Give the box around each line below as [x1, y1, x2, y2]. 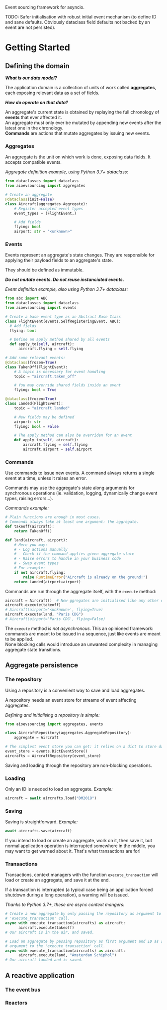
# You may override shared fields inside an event [14, 383, 121, 388]
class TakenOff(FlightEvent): [5, 365, 68, 370]
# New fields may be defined [14, 414, 75, 420]
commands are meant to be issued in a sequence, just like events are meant [5, 631, 161, 636]
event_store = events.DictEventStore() [5, 749, 88, 754]
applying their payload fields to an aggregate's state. [5, 257, 113, 263]
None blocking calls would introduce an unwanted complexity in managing [5, 641, 158, 647]
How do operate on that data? [5, 100, 69, 105]
